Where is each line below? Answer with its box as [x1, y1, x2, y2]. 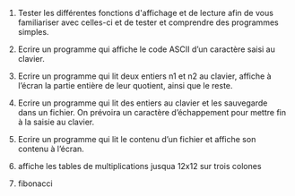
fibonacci [17, 178, 53, 189]
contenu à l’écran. [17, 143, 85, 154]
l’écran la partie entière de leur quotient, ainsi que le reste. [17, 81, 233, 90]
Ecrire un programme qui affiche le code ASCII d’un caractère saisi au [17, 44, 276, 55]
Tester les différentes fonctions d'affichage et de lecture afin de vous [17, 8, 273, 18]
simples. [17, 27, 49, 37]
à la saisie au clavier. [17, 116, 95, 127]
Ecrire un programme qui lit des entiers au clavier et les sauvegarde [17, 98, 268, 108]
